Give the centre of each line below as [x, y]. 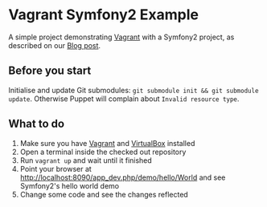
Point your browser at [56, 168]
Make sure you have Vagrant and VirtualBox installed [107, 143]
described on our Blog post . [55, 45]
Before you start [50, 71]
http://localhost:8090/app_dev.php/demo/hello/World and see [123, 177]
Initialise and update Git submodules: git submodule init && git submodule [133, 90]
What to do [37, 124]
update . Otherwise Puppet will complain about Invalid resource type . [124, 99]
